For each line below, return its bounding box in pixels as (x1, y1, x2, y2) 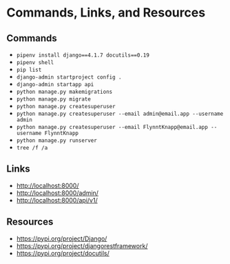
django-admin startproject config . (16, 74, 122, 81)
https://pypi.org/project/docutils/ (16, 249, 109, 257)
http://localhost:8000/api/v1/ (16, 196, 98, 204)
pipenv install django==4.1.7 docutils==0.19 (16, 52, 149, 59)
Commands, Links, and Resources (6, 5, 206, 21)
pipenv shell (16, 59, 54, 66)
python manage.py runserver (16, 137, 97, 144)
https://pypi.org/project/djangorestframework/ (16, 241, 148, 250)
